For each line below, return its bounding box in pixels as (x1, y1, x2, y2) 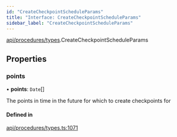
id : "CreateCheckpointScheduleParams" (6, 8, 104, 15)
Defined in (6, 111, 33, 118)
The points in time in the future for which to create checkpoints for (6, 97, 171, 105)
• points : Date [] (6, 85, 45, 93)
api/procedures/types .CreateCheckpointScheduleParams (6, 37, 149, 44)
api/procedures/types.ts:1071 (6, 124, 78, 132)
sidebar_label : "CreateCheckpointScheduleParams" (6, 20, 134, 26)
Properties (6, 53, 47, 64)
